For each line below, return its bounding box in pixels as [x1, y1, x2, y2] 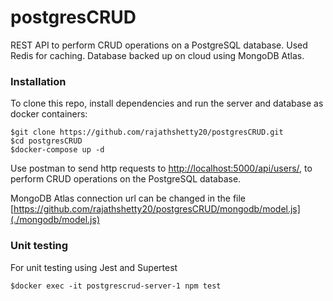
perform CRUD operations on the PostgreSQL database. [10, 173, 242, 185]
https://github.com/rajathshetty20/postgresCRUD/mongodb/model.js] [13, 203, 301, 215]
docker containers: [10, 108, 88, 120]
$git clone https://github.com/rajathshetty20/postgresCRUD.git [10, 127, 284, 138]
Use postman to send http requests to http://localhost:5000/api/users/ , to [10, 162, 313, 175]
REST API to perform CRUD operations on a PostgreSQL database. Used [10, 39, 308, 51]
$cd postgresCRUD [10, 136, 83, 146]
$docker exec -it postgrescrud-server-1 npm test [10, 281, 222, 291]
